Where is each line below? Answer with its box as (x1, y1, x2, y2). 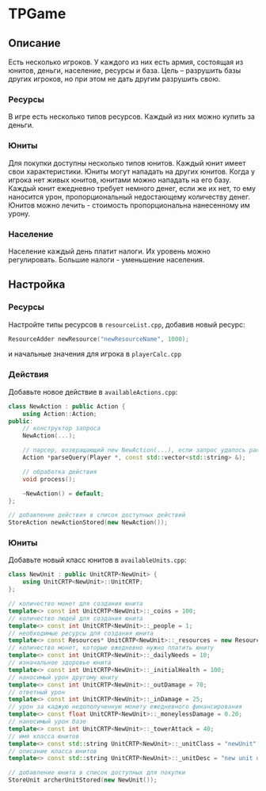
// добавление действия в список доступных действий (8, 511, 186, 519)
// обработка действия (22, 468, 97, 476)
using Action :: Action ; (22, 410, 97, 418)
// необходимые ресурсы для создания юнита (8, 629, 154, 637)
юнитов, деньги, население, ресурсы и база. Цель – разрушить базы (8, 66, 241, 75)
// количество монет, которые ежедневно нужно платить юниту (8, 644, 215, 652)
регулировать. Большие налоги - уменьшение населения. (8, 254, 205, 264)
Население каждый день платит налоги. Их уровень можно (8, 246, 211, 256)
